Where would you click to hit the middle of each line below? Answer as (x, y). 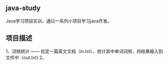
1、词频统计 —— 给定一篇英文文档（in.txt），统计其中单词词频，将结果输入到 (85, 51)
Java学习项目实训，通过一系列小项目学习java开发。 (59, 21)
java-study (23, 8)
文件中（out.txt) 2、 (26, 57)
